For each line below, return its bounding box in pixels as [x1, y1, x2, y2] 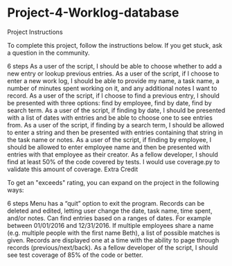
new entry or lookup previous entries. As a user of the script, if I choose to [7, 69, 220, 78]
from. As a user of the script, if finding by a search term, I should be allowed [7, 121, 224, 129]
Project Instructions [7, 28, 64, 36]
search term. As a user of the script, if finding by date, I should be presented [7, 106, 226, 114]
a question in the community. [7, 48, 90, 57]
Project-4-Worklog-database [7, 5, 179, 21]
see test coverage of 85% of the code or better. [7, 251, 143, 259]
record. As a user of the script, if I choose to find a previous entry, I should [7, 91, 220, 100]
